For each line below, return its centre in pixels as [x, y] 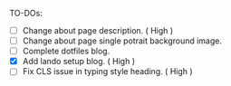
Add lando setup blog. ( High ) [79, 62]
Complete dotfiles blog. [66, 51]
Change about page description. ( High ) [98, 30]
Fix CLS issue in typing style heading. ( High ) [107, 72]
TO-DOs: [26, 13]
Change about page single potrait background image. [122, 41]
